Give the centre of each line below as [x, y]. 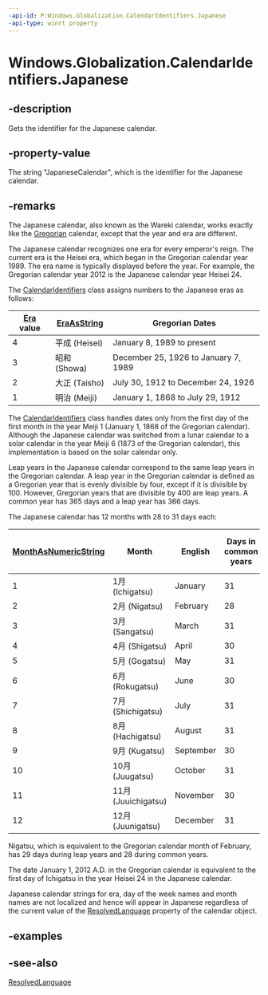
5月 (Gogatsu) [139, 661]
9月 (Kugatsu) [139, 751]
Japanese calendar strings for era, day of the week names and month [123, 894]
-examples [35, 936]
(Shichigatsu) [138, 712]
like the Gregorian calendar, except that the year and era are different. [123, 234]
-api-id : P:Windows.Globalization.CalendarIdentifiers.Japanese [117, 16]
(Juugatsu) [133, 776]
